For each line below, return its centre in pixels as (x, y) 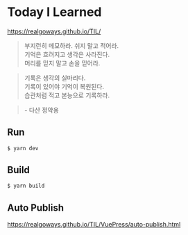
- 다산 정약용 (41, 110)
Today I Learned (54, 12)
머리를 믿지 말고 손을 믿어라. (62, 63)
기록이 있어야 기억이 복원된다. (64, 86)
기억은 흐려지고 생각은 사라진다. (67, 54)
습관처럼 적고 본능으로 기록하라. (67, 95)
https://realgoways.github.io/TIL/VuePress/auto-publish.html (94, 225)
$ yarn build (26, 186)
